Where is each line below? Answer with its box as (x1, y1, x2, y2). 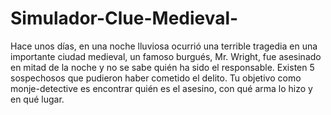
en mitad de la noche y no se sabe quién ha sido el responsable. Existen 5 (10, 61, 315, 73)
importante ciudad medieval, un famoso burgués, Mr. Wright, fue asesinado (10, 50, 322, 62)
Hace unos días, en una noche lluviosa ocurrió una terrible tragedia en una (10, 40, 318, 52)
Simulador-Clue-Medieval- (10, 7, 239, 30)
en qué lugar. (10, 93, 65, 105)
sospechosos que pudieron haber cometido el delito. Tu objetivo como (10, 72, 302, 84)
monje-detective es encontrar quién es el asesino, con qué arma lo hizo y (10, 82, 313, 94)
